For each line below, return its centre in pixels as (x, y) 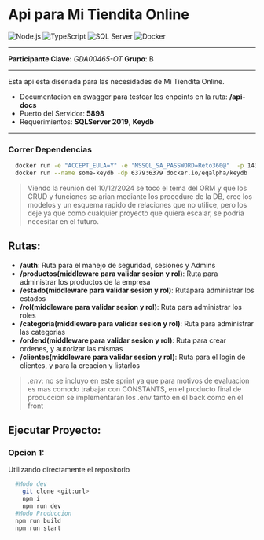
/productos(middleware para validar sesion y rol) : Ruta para (119, 274)
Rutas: (24, 246)
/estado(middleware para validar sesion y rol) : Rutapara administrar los (137, 290)
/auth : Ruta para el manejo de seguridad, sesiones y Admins (117, 265)
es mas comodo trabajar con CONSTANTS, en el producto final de (134, 389)
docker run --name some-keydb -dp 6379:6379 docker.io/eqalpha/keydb (131, 173)
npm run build (38, 520)
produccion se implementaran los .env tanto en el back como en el (135, 397)
